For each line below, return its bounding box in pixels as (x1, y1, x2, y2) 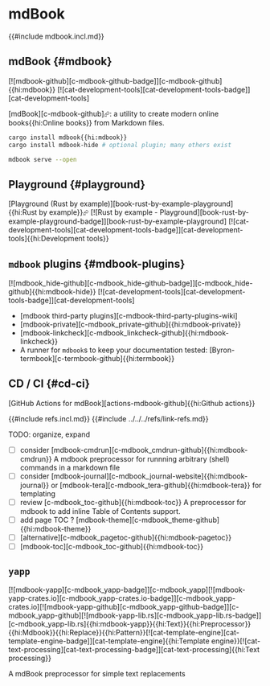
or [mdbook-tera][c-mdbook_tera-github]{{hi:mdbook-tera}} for (51, 480, 262, 490)
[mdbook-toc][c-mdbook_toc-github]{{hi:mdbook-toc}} (19, 542, 203, 552)
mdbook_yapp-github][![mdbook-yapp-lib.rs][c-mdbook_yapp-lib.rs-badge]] (8, 610, 262, 620)
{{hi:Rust (8, 207, 38, 217)
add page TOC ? (19, 516, 75, 524)
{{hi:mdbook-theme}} (19, 524, 92, 534)
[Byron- (209, 345, 235, 355)
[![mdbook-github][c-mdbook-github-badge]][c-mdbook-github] (8, 76, 223, 85)
